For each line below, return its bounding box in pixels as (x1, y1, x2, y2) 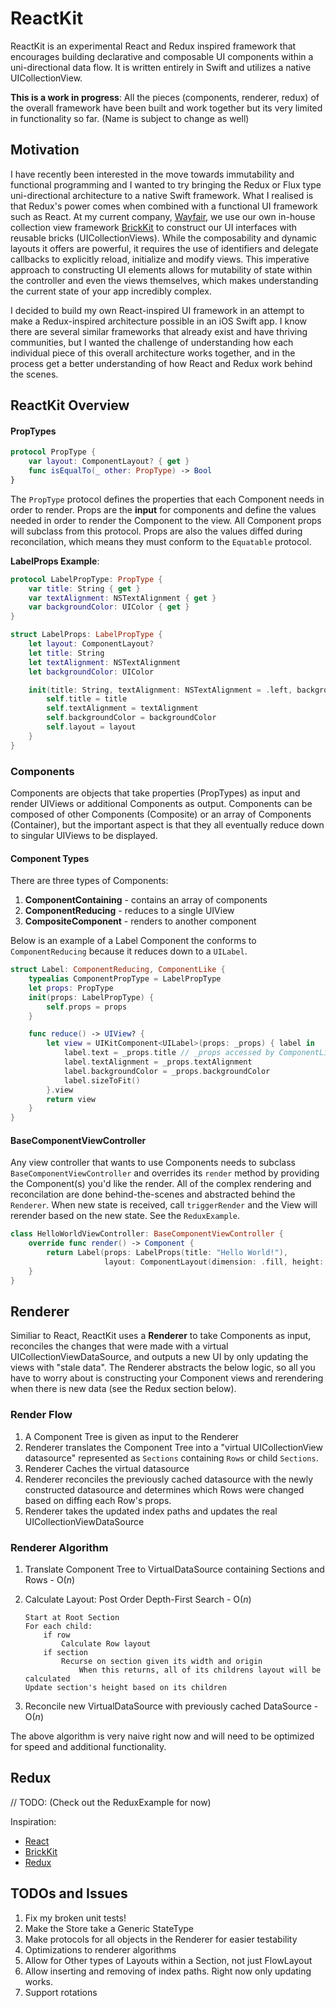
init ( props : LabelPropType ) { (28, 992, 155, 1002)
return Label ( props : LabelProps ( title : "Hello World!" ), (46, 1248, 288, 1258)
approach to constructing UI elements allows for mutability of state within (10, 263, 313, 276)
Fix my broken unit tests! (24, 1912, 127, 1924)
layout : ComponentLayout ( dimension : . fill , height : (104, 1257, 325, 1267)
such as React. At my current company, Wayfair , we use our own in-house (10, 210, 316, 222)
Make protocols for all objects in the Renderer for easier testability (24, 1933, 298, 1945)
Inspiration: (10, 1815, 57, 1827)
